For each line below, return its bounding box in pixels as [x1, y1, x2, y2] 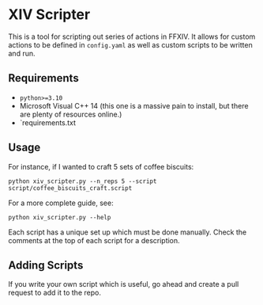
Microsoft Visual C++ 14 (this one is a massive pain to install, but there [19, 101, 249, 110]
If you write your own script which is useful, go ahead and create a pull [8, 280, 239, 289]
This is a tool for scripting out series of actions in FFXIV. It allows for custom [8, 32, 256, 41]
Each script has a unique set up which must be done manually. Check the [8, 227, 247, 237]
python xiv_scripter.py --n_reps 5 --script [8, 177, 157, 185]
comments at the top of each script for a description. [8, 235, 180, 245]
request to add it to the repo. [8, 288, 101, 298]
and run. [8, 48, 36, 58]
